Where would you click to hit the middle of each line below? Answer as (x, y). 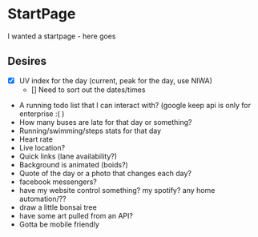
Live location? (42, 147)
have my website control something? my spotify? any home (117, 190)
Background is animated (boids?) (74, 164)
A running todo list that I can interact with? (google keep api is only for (135, 105)
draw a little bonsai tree (58, 207)
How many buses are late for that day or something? (105, 122)
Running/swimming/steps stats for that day (90, 131)
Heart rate (36, 139)
